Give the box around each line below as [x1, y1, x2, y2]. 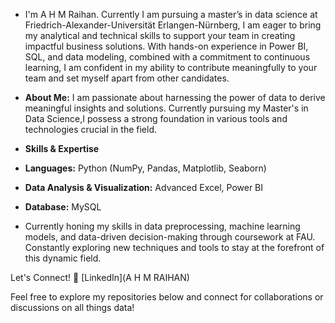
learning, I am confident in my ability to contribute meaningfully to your [24, 62, 318, 73]
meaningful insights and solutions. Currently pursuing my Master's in [24, 102, 309, 114]
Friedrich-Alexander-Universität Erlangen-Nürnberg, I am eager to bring [24, 19, 322, 31]
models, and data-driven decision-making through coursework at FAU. [24, 231, 316, 243]
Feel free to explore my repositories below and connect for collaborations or [10, 291, 324, 303]
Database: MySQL [24, 201, 102, 213]
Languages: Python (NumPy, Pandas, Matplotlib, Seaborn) [24, 162, 267, 174]
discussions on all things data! [10, 302, 135, 313]
